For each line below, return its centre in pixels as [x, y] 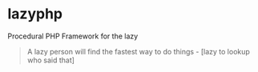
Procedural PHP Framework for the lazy [73, 36]
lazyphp [35, 14]
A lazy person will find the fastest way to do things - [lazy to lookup [138, 51]
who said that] [51, 60]
